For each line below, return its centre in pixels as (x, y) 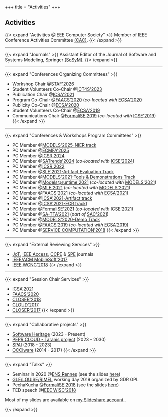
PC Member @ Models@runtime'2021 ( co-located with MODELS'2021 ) (84, 182)
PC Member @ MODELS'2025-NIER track (54, 145)
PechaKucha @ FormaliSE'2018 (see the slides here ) (66, 385)
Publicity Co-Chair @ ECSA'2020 (46, 105)
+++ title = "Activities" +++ (33, 7)
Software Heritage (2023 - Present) (49, 334)
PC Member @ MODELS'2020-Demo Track (56, 219)
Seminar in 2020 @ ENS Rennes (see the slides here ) (66, 374)
